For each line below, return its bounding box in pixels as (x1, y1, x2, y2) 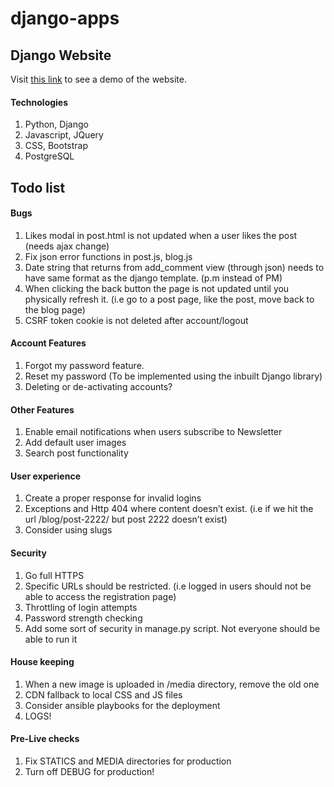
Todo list (10, 179, 66, 196)
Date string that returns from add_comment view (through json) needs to (24, 261, 325, 273)
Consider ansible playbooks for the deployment (24, 699, 221, 711)
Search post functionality (24, 447, 129, 459)
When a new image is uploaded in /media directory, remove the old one (24, 678, 320, 690)
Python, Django (24, 118, 89, 131)
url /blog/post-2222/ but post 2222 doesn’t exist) (24, 513, 228, 526)
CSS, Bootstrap (24, 140, 89, 152)
